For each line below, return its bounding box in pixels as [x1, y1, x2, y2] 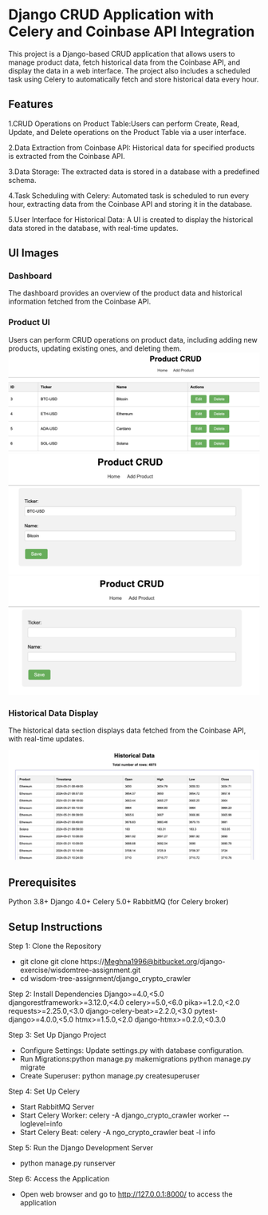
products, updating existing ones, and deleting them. [8, 343, 182, 353]
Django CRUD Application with [8, 6, 215, 24]
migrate [19, 1062, 45, 1072]
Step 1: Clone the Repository [8, 941, 102, 951]
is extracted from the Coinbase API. [8, 151, 125, 161]
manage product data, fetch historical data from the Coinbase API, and [8, 58, 241, 67]
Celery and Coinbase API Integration [8, 22, 255, 41]
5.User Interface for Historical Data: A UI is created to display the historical [8, 214, 254, 224]
